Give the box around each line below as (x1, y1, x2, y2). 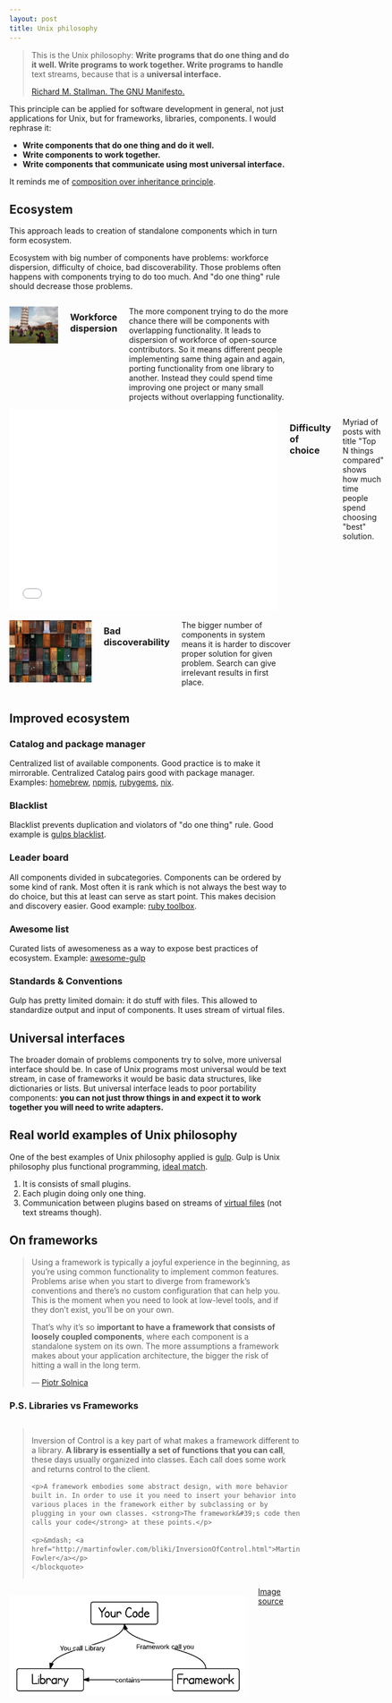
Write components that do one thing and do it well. (21, 140, 215, 150)
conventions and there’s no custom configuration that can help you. (30, 1285, 280, 1296)
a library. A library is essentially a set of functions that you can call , (30, 1444, 285, 1455)
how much (342, 474, 382, 485)
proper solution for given (181, 649, 273, 660)
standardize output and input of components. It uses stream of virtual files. (9, 1005, 285, 1016)
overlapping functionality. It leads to (128, 325, 261, 336)
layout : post (9, 14, 58, 23)
